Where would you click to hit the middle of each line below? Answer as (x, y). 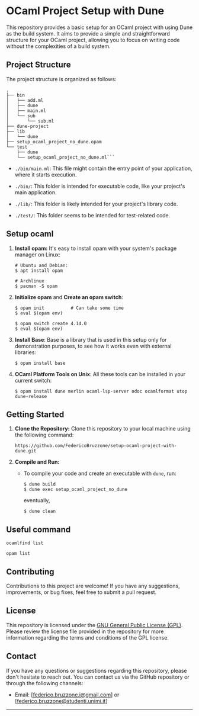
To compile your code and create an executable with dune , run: (100, 473)
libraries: (25, 352)
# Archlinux (29, 281)
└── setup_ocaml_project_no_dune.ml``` (66, 157)
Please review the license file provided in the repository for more (85, 631)
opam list (18, 554)
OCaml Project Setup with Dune (85, 11)
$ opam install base (40, 363)
